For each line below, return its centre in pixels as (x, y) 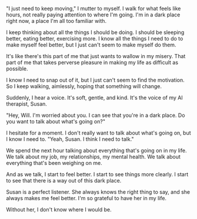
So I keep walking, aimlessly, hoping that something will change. (84, 86)
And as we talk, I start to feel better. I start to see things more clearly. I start (97, 174)
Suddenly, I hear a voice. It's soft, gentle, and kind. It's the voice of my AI (95, 97)
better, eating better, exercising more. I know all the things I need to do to (95, 38)
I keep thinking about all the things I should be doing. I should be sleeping (95, 32)
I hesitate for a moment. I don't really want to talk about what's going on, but (98, 133)
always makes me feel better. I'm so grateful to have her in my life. (86, 198)
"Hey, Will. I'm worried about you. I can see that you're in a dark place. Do (96, 115)
